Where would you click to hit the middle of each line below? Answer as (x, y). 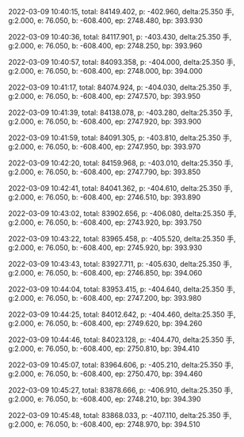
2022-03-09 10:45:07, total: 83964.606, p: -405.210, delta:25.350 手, (121, 365)
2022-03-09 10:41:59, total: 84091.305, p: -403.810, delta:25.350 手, (120, 138)
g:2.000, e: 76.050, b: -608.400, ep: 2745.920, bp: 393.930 (105, 247)
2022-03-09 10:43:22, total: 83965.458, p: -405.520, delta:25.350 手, (122, 239)
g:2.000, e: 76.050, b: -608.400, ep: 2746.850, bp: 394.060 (105, 273)
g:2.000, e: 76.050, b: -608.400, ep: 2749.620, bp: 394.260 (105, 323)
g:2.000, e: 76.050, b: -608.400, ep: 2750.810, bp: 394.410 (104, 348)
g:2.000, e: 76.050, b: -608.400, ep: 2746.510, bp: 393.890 (105, 197)
